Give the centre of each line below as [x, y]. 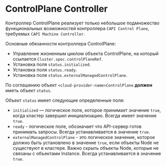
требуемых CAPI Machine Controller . [45, 34]
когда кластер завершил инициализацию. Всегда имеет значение [85, 116]
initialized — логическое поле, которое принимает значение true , [87, 110]
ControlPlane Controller [57, 9]
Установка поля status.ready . [45, 70]
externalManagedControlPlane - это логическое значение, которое [84, 137]
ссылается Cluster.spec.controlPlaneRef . [58, 59]
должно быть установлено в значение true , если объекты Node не [86, 143]
